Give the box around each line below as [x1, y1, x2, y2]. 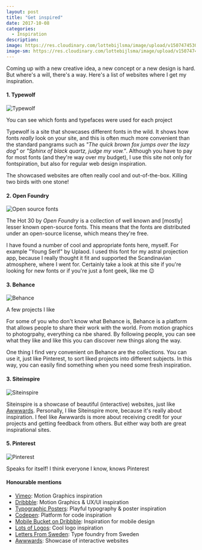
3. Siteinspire [6, 375, 40, 382]
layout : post [6, 8, 39, 15]
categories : [6, 25, 36, 32]
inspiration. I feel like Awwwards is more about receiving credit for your [6, 413, 182, 420]
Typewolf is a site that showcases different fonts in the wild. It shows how [6, 128, 189, 135]
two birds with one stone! [6, 178, 69, 185]
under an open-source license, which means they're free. [6, 230, 149, 237]
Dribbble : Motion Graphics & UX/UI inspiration [14, 498, 129, 505]
